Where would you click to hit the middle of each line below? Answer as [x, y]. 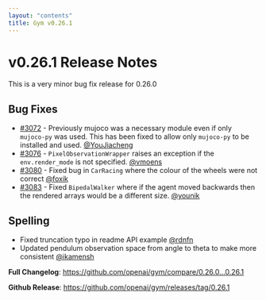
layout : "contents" [40, 15]
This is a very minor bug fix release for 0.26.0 [83, 84]
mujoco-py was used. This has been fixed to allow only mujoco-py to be [135, 137]
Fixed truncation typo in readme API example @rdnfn [106, 240]
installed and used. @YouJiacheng [76, 145]
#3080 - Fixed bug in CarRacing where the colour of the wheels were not [139, 171]
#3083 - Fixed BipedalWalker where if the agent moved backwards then [137, 187]
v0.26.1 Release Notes [83, 62]
